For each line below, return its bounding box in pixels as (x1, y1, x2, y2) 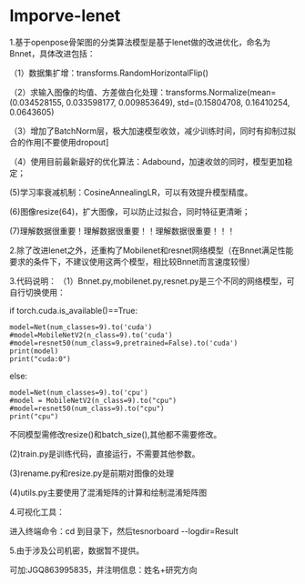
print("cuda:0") (9, 354, 71, 364)
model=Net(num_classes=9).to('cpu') (9, 388, 148, 397)
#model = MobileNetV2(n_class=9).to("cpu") (9, 396, 178, 405)
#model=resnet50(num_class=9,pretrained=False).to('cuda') (9, 338, 239, 347)
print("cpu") (9, 411, 59, 421)
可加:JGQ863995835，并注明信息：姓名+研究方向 (9, 564, 198, 575)
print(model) (9, 347, 59, 356)
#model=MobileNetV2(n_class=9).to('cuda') (9, 330, 173, 339)
